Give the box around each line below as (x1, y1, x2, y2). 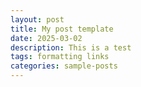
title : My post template (10, 24, 114, 34)
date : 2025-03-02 (10, 33, 83, 43)
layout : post (10, 14, 65, 25)
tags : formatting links (10, 52, 110, 62)
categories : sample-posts (10, 61, 118, 71)
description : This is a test (10, 42, 132, 53)
